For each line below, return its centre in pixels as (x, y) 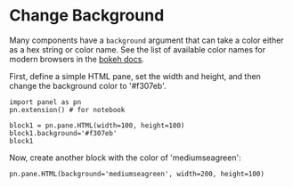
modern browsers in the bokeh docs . (77, 59)
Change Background (87, 16)
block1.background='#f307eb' (63, 133)
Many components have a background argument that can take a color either (146, 40)
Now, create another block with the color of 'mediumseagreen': (126, 158)
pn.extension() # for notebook (67, 110)
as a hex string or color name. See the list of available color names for (137, 49)
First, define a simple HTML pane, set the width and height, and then (135, 76)
